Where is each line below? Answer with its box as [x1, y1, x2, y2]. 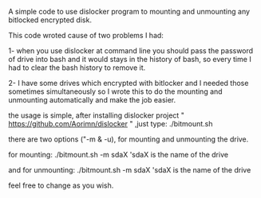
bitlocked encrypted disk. [8, 15, 92, 25]
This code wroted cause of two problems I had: [8, 31, 164, 40]
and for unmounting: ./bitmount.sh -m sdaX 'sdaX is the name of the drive [8, 165, 251, 174]
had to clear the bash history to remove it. [8, 63, 146, 72]
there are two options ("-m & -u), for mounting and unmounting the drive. [8, 134, 249, 144]
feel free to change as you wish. [8, 181, 114, 190]
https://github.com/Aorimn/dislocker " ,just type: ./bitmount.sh [8, 119, 213, 128]
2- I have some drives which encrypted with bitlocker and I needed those [8, 79, 249, 87]
